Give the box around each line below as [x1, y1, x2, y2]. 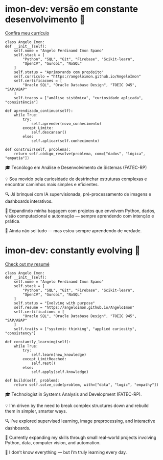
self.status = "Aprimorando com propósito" [14, 70, 104, 75]
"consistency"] [5, 330, 36, 336]
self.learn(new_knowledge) [31, 352, 87, 357]
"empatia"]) [5, 156, 29, 161]
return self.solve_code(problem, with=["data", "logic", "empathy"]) [14, 382, 159, 387]
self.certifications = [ [14, 309, 65, 314]
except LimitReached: [23, 356, 67, 361]
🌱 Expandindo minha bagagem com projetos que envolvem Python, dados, [5, 208, 156, 214]
